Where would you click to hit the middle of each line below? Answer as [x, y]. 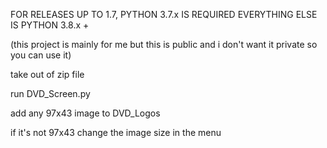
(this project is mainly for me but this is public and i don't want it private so [164, 44]
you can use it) [41, 55]
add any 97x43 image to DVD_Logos [85, 113]
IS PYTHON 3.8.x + [50, 25]
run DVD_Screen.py [50, 93]
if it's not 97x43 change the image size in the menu [116, 132]
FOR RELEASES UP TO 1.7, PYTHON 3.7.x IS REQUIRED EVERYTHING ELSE [164, 14]
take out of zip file [47, 74]
